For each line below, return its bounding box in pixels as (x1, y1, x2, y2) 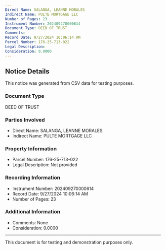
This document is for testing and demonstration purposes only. (5, 239, 133, 245)
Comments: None (12, 219, 48, 226)
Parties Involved (5, 116, 45, 123)
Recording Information (5, 174, 61, 181)
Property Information (5, 145, 57, 152)
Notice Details (5, 67, 49, 75)
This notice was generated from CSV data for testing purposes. (5, 80, 134, 86)
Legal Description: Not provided (12, 162, 78, 168)
